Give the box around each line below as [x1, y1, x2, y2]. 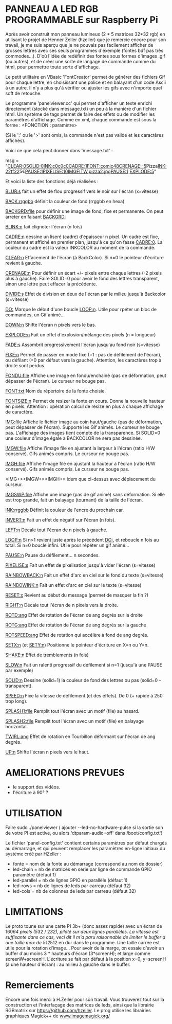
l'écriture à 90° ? [12, 789, 48, 795]
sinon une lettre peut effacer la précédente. [5, 281, 98, 287]
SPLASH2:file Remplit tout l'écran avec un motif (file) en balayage [5, 718, 144, 724]
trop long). [5, 698, 28, 704]
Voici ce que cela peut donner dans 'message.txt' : [5, 147, 113, 153]
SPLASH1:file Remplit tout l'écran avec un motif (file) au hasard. [5, 708, 140, 714]
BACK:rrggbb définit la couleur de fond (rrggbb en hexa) [5, 198, 125, 204]
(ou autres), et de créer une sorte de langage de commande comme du [5, 58, 156, 64]
